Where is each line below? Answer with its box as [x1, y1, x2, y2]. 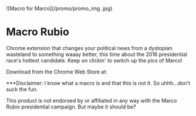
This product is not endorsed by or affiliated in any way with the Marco [6, 97, 177, 104]
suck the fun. [6, 86, 38, 93]
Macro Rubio [6, 26, 69, 38]
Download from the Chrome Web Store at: [6, 68, 107, 75]
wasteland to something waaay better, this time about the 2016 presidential [6, 51, 188, 58]
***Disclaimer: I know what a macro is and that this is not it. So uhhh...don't [6, 79, 191, 86]
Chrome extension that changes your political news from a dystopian [6, 44, 173, 51]
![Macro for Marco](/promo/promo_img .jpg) [6, 5, 113, 12]
